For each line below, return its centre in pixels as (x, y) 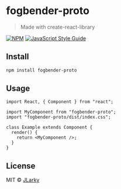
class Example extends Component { (49, 128)
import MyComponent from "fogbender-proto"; (61, 112)
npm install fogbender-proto (42, 70)
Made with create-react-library (58, 27)
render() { (25, 133)
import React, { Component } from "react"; (60, 102)
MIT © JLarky (23, 180)
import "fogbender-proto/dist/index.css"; (58, 117)
